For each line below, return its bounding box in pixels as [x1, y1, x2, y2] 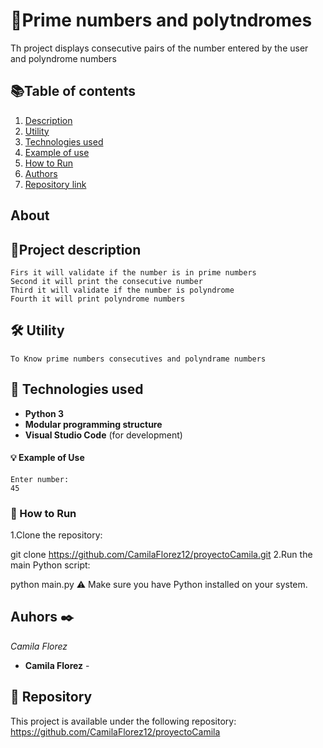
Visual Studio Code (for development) [24, 429, 183, 441]
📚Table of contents [10, 83, 137, 100]
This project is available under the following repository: [10, 715, 237, 727]
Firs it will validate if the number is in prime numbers [10, 267, 257, 278]
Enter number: [10, 474, 70, 484]
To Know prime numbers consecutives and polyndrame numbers [10, 354, 267, 364]
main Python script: [10, 559, 91, 571]
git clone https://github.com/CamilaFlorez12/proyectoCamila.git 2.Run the [10, 549, 313, 561]
